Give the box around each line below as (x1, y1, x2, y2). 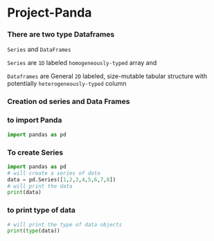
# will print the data (7, 182, 73, 190)
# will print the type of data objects (7, 221, 123, 228)
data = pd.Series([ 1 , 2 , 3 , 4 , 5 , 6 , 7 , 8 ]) (7, 176, 116, 183)
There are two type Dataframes (7, 30, 115, 39)
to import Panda (7, 116, 62, 125)
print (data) (7, 189, 42, 196)
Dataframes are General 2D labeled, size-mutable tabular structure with (7, 72, 208, 80)
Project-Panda (7, 5, 92, 21)
